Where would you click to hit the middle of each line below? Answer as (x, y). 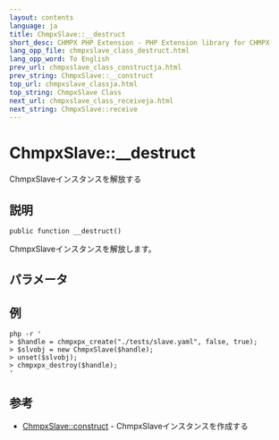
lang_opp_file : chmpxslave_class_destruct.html (100, 51)
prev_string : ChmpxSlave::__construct (81, 76)
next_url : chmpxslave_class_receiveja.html (92, 101)
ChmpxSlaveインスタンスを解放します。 (83, 249)
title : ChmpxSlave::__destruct (68, 34)
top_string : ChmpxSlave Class (66, 92)
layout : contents (42, 17)
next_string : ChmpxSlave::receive (74, 109)
